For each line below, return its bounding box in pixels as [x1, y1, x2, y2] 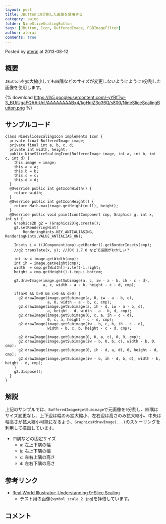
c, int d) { [5, 156, 30, 161]
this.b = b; [14, 169, 39, 174]
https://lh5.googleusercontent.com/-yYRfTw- [34, 94, 126, 100]
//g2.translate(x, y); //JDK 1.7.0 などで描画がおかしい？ [14, 247, 130, 253]
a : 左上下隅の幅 [19, 442, 51, 448]
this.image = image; [14, 160, 56, 165]
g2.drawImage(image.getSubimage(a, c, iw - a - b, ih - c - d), [14, 278, 150, 283]
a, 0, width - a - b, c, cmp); [47, 299, 112, 305]
